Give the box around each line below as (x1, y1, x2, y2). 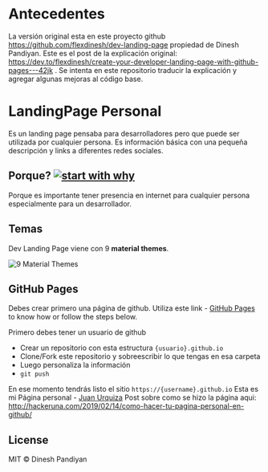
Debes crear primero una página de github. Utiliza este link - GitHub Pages (8, 303, 255, 313)
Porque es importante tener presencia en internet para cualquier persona (8, 190, 250, 200)
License (8, 433, 49, 446)
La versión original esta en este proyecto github (8, 31, 166, 41)
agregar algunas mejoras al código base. (8, 74, 144, 83)
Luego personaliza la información (19, 360, 131, 370)
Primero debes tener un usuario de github (8, 328, 147, 337)
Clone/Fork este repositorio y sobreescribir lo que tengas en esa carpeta (19, 352, 261, 361)
